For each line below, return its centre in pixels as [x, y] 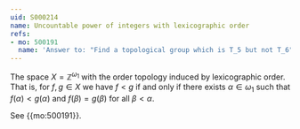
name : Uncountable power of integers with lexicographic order [130, 26]
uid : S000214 [34, 17]
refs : [20, 34]
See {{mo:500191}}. [46, 115]
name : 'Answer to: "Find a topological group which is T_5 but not [146, 50]
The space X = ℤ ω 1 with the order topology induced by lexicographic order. [148, 76]
